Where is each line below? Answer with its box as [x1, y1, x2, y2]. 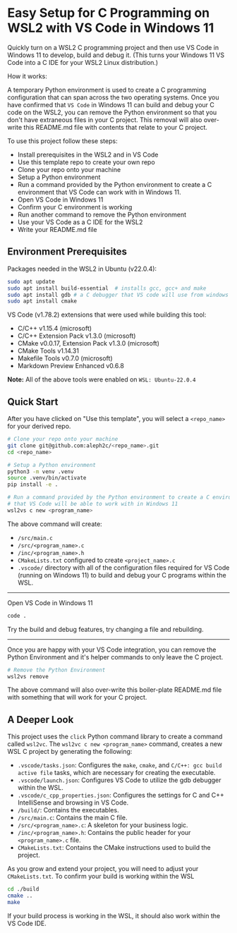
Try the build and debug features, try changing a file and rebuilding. [7, 625, 204, 633]
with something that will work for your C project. [7, 693, 147, 702]
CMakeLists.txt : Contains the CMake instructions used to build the [17, 843, 211, 852]
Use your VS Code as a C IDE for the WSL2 [17, 217, 143, 226]
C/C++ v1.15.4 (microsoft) [17, 324, 92, 333]
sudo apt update [7, 278, 55, 285]
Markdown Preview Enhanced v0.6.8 [17, 362, 125, 370]
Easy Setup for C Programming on [7, 5, 210, 21]
